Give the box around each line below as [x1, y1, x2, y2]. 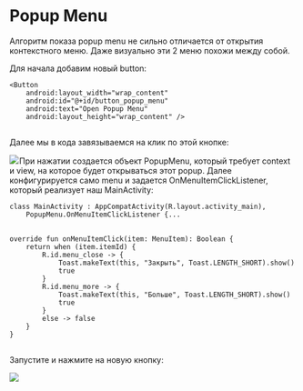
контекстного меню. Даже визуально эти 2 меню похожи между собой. [9, 45, 290, 55]
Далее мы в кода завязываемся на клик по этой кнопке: [9, 136, 229, 147]
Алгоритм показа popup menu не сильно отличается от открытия [9, 35, 264, 46]
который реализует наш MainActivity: [9, 184, 154, 195]
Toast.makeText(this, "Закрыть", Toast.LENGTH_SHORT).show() [57, 258, 296, 267]
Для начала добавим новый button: [9, 63, 147, 74]
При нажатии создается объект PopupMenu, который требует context [19, 155, 291, 166]
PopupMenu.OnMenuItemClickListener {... [25, 210, 181, 219]
